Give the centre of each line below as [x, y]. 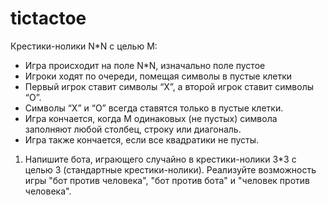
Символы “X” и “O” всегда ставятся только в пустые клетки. [154, 108]
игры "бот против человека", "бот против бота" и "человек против [167, 180]
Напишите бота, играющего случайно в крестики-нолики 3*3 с [160, 159]
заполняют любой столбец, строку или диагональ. [133, 129]
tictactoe [48, 18]
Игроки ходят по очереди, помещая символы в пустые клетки [158, 76]
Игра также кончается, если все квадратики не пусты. [142, 139]
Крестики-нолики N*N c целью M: [84, 46]
